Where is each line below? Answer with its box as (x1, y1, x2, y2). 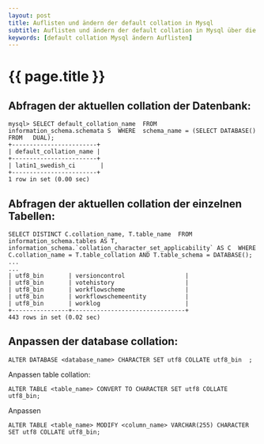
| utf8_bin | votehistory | (8, 279, 190, 287)
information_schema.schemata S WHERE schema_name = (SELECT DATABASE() (8, 127, 257, 135)
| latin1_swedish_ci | (8, 161, 104, 170)
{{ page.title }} (8, 68, 106, 85)
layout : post (8, 11, 51, 20)
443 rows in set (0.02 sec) (8, 313, 101, 321)
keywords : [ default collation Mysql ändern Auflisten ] (8, 33, 193, 42)
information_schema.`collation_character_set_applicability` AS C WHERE (8, 245, 257, 252)
